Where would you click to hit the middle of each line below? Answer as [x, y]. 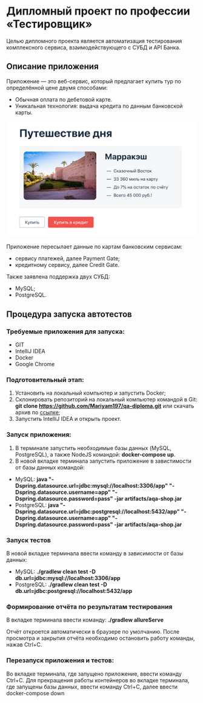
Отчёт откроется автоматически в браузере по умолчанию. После [93, 632]
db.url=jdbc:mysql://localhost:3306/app [68, 578]
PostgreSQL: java [37, 505]
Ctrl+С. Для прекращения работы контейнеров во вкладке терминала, [98, 680]
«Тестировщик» [49, 24]
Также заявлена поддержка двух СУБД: [58, 277]
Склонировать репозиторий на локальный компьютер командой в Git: [106, 400]
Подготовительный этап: [45, 380]
